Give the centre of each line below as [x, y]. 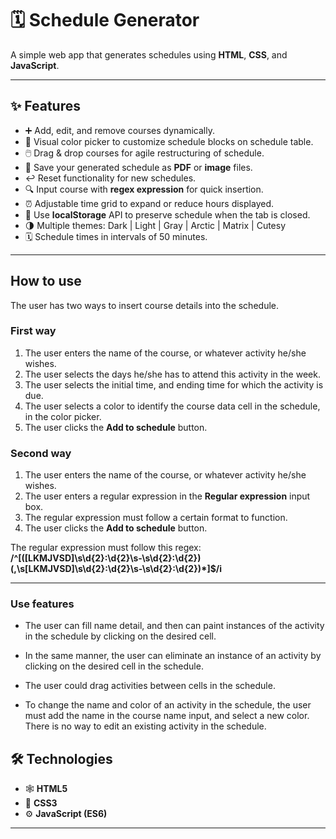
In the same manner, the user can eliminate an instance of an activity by [173, 656]
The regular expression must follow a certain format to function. [156, 518]
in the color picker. [63, 416]
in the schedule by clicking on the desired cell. [120, 636]
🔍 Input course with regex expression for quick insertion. [144, 189]
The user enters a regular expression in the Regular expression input [167, 496]
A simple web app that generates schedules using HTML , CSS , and [149, 54]
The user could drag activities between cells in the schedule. [150, 686]
